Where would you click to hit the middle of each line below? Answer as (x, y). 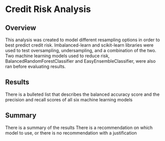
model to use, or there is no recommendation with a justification (71, 133)
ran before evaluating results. (36, 66)
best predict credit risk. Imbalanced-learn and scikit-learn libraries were (79, 45)
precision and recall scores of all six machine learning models (69, 99)
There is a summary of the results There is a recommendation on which (79, 127)
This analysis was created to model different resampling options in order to (83, 40)
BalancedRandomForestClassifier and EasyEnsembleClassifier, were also (80, 61)
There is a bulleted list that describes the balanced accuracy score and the (82, 94)
